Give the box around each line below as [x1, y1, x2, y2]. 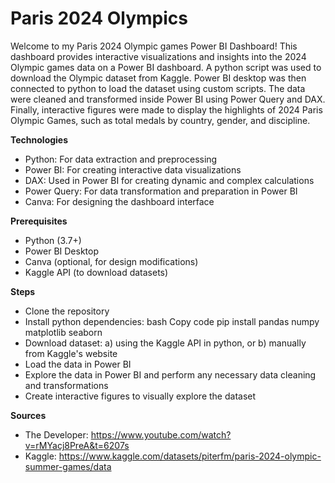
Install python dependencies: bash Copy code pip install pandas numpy [24, 315, 320, 327]
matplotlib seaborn [24, 326, 103, 338]
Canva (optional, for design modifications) [24, 255, 199, 267]
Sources [10, 409, 47, 421]
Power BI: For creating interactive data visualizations [24, 163, 242, 176]
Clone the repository [24, 305, 110, 317]
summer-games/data [24, 460, 112, 472]
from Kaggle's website [24, 347, 118, 359]
